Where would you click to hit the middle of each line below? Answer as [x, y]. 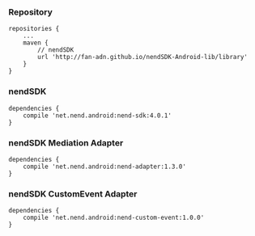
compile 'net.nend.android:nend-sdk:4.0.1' [98, 116]
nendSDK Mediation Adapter [66, 142]
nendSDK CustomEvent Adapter [73, 194]
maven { [36, 43]
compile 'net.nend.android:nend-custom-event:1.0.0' [114, 218]
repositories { [34, 29]
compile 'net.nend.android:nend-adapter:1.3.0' [104, 166]
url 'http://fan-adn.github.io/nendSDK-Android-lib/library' [143, 57]
